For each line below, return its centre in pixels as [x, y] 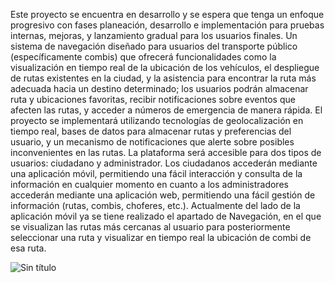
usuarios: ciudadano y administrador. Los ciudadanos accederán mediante [164, 163]
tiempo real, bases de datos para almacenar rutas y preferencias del [151, 131]
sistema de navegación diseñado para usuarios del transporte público [154, 46]
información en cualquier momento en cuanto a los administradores [149, 184]
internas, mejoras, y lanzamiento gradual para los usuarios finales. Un [154, 35]
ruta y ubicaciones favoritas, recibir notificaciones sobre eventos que [153, 99]
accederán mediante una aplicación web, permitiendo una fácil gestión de [163, 195]
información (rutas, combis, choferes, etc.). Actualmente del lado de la [155, 205]
